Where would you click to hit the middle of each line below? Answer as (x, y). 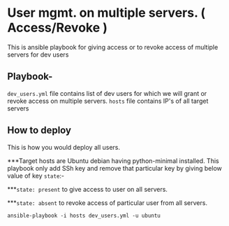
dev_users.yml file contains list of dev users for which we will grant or (107, 93)
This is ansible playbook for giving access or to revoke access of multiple (113, 47)
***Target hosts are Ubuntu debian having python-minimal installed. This (113, 161)
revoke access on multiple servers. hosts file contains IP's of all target (108, 101)
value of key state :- (36, 176)
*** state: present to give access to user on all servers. (87, 189)
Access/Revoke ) (58, 28)
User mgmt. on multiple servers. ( (106, 13)
